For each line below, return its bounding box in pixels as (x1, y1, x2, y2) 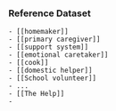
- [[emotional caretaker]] (8, 51, 109, 59)
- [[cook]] (8, 59, 49, 67)
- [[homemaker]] (8, 28, 69, 36)
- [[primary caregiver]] (8, 35, 101, 44)
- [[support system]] (8, 43, 89, 52)
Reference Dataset (8, 7, 91, 20)
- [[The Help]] (8, 90, 65, 99)
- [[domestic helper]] (8, 66, 93, 75)
